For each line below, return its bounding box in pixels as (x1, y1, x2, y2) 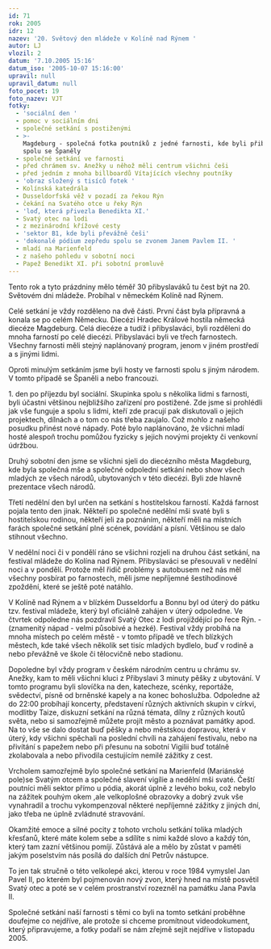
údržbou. (8, 440, 39, 450)
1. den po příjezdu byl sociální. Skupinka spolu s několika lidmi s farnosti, (8, 388, 250, 398)
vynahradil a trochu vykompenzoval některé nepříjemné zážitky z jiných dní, (8, 800, 261, 810)
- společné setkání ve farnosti (15, 154, 125, 162)
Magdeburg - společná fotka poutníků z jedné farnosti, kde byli (23, 139, 248, 148)
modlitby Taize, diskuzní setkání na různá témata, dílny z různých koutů (8, 708, 246, 717)
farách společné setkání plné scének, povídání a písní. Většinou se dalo (8, 523, 246, 533)
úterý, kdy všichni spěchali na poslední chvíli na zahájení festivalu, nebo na (8, 733, 258, 743)
